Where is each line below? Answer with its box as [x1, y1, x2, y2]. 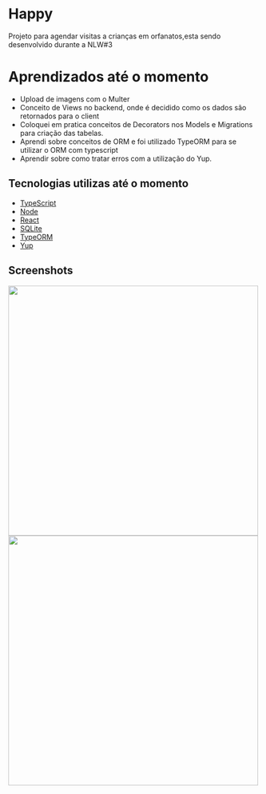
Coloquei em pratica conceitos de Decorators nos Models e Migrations [19, 119, 253, 129]
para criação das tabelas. [19, 128, 104, 138]
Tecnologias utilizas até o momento [8, 177, 189, 190]
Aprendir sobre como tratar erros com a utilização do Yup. [19, 154, 212, 163]
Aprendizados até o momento [8, 68, 209, 86]
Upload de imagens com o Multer [19, 94, 130, 104]
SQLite [19, 223, 42, 233]
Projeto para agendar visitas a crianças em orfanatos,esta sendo [8, 31, 221, 41]
